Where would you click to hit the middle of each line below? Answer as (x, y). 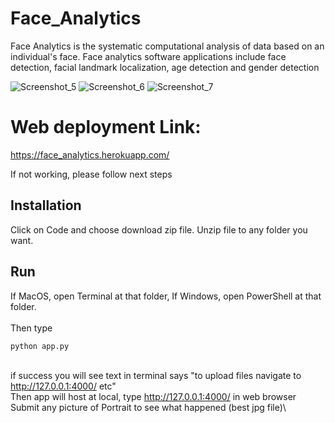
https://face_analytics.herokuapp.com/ (90, 154)
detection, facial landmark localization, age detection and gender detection (165, 67)
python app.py (40, 346)
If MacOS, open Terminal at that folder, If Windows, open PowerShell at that (166, 296)
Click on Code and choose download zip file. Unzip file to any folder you (159, 229)
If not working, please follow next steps (91, 174)
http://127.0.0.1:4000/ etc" (63, 386)
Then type (31, 328)
